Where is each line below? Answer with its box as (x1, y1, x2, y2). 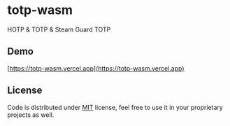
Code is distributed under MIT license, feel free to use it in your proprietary (7, 103, 224, 111)
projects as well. (7, 111, 55, 119)
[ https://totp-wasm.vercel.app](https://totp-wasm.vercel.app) (7, 64, 185, 72)
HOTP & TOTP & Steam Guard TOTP (7, 25, 111, 34)
